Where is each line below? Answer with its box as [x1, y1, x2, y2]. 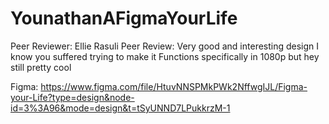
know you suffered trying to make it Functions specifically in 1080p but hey [10, 50, 320, 62]
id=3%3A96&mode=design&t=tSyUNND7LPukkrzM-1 [10, 102, 231, 114]
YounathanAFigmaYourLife [10, 7, 238, 30]
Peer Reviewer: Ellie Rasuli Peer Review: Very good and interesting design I [10, 40, 320, 52]
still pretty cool [10, 61, 72, 73]
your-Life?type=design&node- [10, 91, 135, 103]
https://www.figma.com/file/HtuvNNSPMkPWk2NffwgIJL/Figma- [40, 80, 308, 92]
